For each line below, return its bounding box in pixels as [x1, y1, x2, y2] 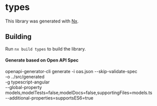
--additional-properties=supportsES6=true [5, 94, 94, 101]
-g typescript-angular [5, 79, 50, 85]
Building [5, 32, 32, 41]
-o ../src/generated [5, 73, 45, 79]
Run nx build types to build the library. [5, 45, 86, 51]
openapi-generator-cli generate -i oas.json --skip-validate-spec [5, 68, 137, 74]
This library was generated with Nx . [5, 18, 79, 24]
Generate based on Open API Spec [5, 57, 79, 63]
